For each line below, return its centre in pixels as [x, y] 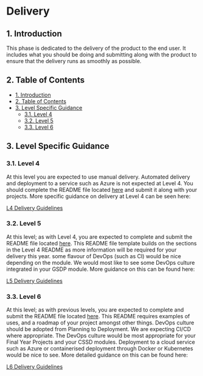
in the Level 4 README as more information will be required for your [91, 250]
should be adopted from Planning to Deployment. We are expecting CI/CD [99, 329]
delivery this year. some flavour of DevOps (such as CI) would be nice [94, 256]
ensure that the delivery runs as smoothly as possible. [74, 61]
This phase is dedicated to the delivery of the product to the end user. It [96, 48]
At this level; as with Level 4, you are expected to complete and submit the [99, 237]
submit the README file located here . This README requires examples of [98, 316]
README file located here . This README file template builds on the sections [101, 243]
